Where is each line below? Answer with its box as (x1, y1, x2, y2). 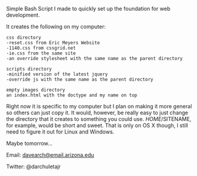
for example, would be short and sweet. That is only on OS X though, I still (6, 122, 188, 129)
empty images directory (6, 87, 66, 93)
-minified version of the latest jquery (6, 71, 109, 77)
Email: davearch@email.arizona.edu (6, 151, 94, 158)
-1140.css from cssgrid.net (6, 45, 76, 51)
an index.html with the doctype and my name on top (6, 92, 137, 98)
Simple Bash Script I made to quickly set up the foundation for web (6, 5, 171, 12)
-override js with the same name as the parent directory (6, 77, 153, 83)
